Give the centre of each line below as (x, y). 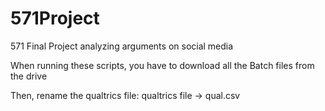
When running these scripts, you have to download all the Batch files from (162, 65)
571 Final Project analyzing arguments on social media (122, 46)
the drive (29, 76)
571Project (55, 18)
